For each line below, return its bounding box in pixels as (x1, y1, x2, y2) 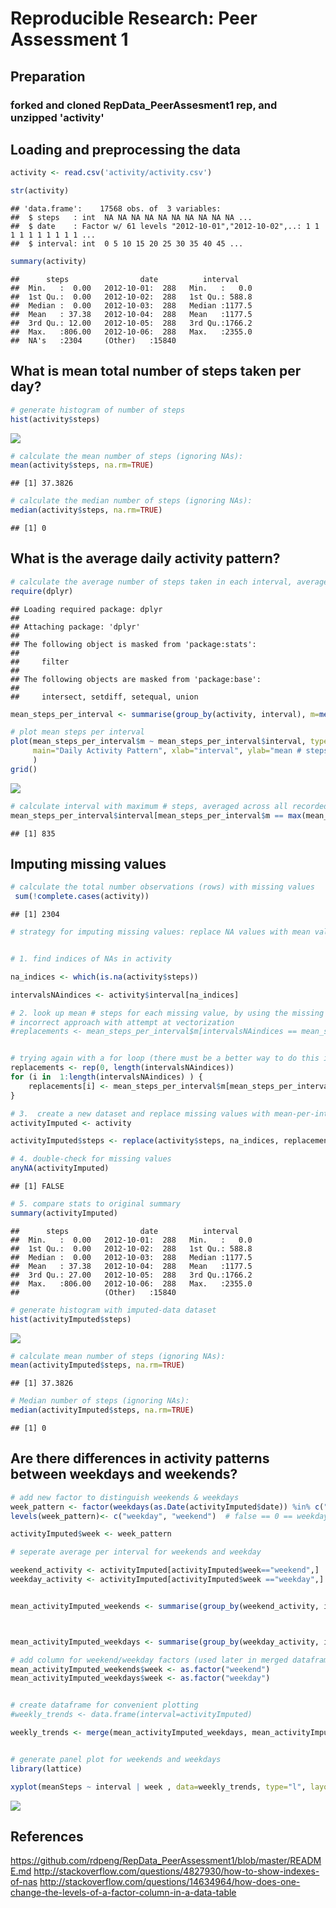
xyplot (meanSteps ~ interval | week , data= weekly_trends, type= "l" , (10, 1782, 307, 1792)
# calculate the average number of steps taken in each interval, (10, 577, 293, 587)
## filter (10, 657, 70, 667)
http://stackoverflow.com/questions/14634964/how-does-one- (39, 1876, 301, 1888)
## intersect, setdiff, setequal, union (10, 692, 199, 702)
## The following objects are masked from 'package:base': (10, 674, 262, 684)
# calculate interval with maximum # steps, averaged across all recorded (10, 801, 329, 811)
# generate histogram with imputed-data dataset (10, 1305, 217, 1315)
